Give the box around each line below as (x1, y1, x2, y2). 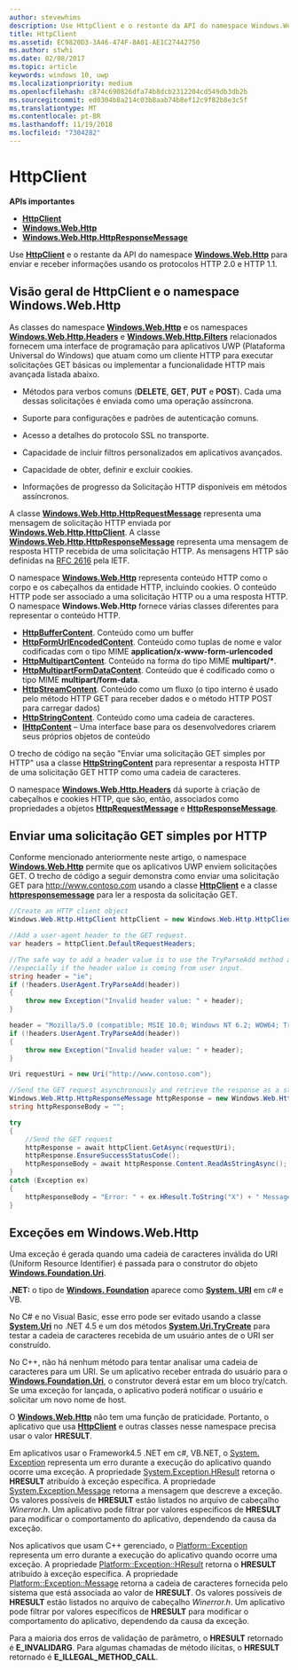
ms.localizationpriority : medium (9, 79, 133, 88)
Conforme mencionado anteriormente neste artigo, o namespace (9, 852, 247, 863)
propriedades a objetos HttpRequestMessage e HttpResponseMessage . (9, 803, 278, 813)
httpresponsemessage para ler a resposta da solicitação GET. (9, 890, 238, 900)
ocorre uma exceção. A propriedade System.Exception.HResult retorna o (9, 1467, 276, 1478)
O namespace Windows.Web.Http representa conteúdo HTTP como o (9, 572, 268, 583)
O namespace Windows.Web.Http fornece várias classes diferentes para (9, 600, 279, 611)
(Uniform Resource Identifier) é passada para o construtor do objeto (9, 1258, 259, 1269)
